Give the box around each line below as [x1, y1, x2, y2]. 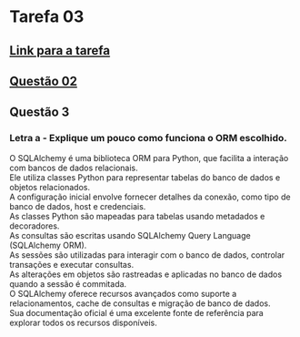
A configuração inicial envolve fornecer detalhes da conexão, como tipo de [9, 191, 291, 202]
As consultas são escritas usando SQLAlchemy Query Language [9, 230, 252, 240]
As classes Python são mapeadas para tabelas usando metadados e [9, 210, 265, 221]
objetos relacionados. [9, 181, 91, 192]
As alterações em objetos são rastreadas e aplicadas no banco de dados [9, 269, 283, 280]
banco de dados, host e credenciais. [9, 200, 146, 211]
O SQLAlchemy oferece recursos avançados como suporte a [9, 288, 237, 299]
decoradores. [9, 220, 60, 231]
